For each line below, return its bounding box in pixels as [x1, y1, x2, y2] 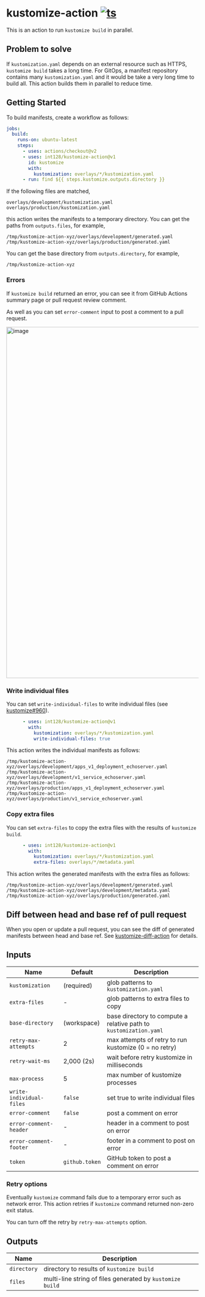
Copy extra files [6, 810, 55, 819]
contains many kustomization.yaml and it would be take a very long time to [6, 73, 195, 81]
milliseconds [106, 1061, 143, 1069]
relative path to [106, 1019, 150, 1028]
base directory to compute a [106, 1012, 188, 1020]
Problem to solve [6, 44, 72, 54]
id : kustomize [28, 159, 64, 166]
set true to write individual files [106, 1094, 195, 1102]
